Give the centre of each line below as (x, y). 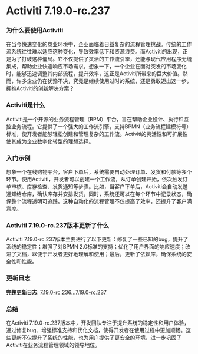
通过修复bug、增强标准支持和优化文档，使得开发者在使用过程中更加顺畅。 (96, 330)
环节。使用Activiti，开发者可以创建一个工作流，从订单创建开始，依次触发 (94, 179)
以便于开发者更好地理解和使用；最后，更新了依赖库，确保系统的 (109, 254)
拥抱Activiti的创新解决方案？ (40, 88)
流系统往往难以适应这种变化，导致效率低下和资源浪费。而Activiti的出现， (94, 52)
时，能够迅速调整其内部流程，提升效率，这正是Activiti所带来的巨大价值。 (94, 74)
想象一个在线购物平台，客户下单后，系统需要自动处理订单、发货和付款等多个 (99, 172)
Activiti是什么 (26, 105)
